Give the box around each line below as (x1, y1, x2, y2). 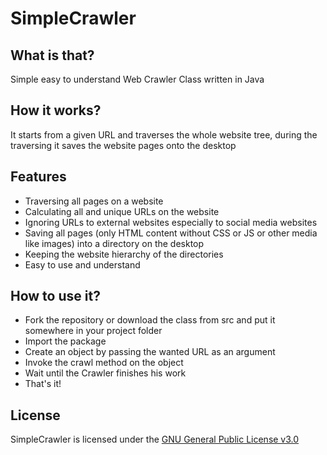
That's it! (24, 378, 62, 390)
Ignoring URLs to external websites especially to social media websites (24, 216, 318, 228)
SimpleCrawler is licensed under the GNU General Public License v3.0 (10, 433, 300, 446)
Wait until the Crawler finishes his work (24, 367, 187, 379)
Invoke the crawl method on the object (24, 357, 184, 369)
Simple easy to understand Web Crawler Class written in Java (10, 73, 265, 85)
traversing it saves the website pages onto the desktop (10, 139, 237, 151)
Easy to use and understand (24, 258, 141, 271)
